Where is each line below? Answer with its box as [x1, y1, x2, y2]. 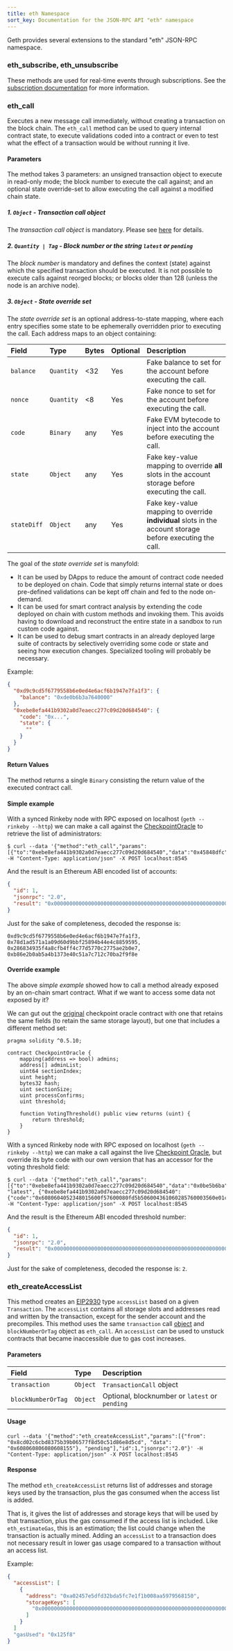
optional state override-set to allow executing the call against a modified [7, 185, 214, 193]
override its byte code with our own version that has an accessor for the [7, 1155, 214, 1163]
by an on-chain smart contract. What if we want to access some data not [7, 988, 216, 997]
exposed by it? [7, 995, 49, 1004]
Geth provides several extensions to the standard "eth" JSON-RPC [7, 35, 198, 44]
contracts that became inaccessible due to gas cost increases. [7, 1334, 187, 1343]
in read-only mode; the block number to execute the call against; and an [7, 178, 214, 186]
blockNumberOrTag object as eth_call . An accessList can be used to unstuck [7, 1327, 224, 1336]
